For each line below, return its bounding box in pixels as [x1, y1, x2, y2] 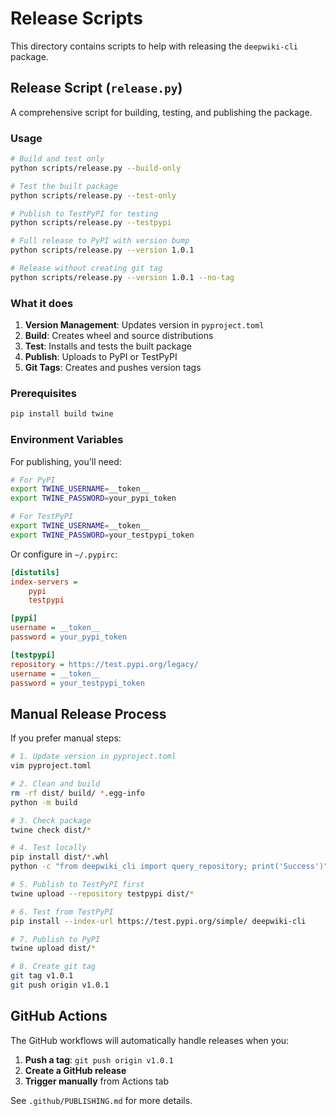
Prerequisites [10, 387, 77, 401]
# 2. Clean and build [10, 779, 101, 789]
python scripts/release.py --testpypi [10, 218, 172, 228]
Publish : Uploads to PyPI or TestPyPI [24, 351, 178, 363]
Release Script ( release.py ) [10, 80, 183, 97]
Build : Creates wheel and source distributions [24, 330, 214, 342]
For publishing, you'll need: [10, 455, 122, 467]
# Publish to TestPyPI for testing [10, 208, 159, 219]
